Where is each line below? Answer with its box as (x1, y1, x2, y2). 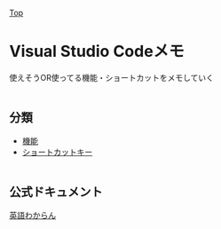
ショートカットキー (21, 146, 93, 157)
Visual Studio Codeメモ (9, 42, 185, 61)
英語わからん (9, 209, 56, 220)
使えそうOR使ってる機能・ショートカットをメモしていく (9, 72, 215, 83)
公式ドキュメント (9, 185, 103, 200)
